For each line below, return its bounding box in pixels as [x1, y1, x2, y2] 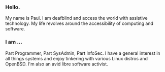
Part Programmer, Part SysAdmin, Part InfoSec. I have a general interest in [5, 50, 161, 56]
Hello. [5, 4, 20, 11]
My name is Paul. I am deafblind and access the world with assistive [5, 15, 148, 21]
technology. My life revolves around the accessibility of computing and [5, 20, 154, 26]
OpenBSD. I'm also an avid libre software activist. [5, 61, 108, 67]
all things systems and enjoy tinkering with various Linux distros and [5, 55, 148, 61]
